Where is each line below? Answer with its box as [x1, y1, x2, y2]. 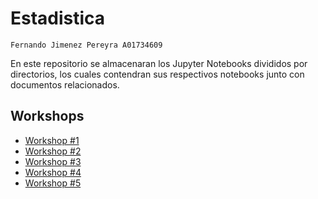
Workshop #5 [24, 177, 82, 189]
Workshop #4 [24, 166, 82, 178]
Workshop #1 [24, 134, 80, 146]
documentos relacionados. [10, 78, 120, 91]
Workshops [10, 108, 85, 125]
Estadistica [10, 7, 106, 30]
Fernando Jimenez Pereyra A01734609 [10, 40, 163, 50]
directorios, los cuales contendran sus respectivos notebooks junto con [10, 68, 305, 80]
